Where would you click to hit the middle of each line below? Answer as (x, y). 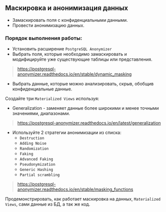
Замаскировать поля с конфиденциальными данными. (70, 20)
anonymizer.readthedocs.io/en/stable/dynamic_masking (74, 74)
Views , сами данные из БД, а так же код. (48, 204)
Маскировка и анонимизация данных (67, 8)
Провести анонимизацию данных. (48, 25)
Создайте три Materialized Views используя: (52, 99)
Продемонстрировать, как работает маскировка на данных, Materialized (83, 199)
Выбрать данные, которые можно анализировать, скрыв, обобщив (83, 84)
